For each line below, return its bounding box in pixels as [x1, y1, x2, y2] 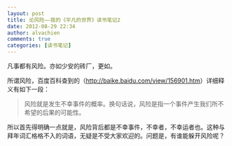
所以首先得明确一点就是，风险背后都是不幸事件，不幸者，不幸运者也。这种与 [7, 123, 225, 131]
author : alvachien [7, 29, 60, 36]
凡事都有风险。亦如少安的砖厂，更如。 [7, 62, 116, 70]
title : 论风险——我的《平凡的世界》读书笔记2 [7, 17, 121, 23]
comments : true [7, 36, 51, 43]
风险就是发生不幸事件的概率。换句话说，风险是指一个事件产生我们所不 [23, 100, 224, 107]
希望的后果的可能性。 [23, 108, 85, 116]
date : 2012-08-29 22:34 [7, 23, 76, 30]
